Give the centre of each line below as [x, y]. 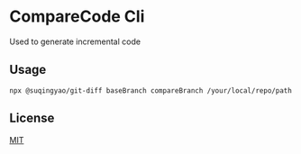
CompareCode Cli [77, 17]
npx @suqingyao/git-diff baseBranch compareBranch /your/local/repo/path [151, 91]
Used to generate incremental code [75, 41]
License [32, 118]
